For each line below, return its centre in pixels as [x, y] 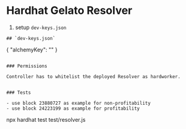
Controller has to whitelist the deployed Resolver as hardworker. [94, 76]
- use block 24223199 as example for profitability [73, 108]
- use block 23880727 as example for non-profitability [78, 103]
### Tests [19, 92]
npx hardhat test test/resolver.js [46, 119]
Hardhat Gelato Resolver [69, 11]
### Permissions [27, 66]
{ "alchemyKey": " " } [32, 50]
